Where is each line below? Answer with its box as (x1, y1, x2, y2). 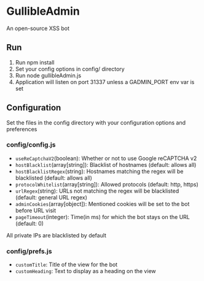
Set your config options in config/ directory (15, 65, 125, 72)
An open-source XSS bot (6, 25, 69, 32)
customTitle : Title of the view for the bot (15, 261, 118, 268)
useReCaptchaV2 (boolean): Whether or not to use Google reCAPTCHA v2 (15, 155, 197, 162)
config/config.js (6, 140, 56, 149)
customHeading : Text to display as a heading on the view (15, 268, 156, 275)
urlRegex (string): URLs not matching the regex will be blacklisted (15, 187, 179, 194)
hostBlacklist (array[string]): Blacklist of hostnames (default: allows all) (15, 161, 197, 168)
